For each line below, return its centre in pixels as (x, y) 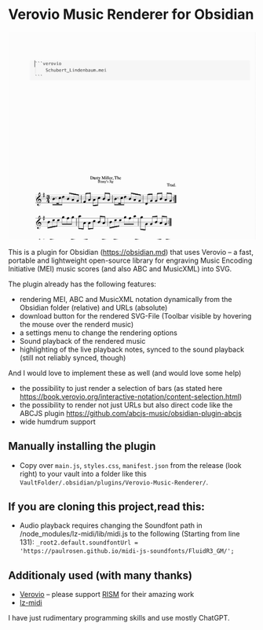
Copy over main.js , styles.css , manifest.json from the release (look (130, 465)
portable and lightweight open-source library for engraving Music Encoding (130, 260)
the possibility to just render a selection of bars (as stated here (121, 388)
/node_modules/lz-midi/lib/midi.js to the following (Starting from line (130, 534)
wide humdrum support (57, 422)
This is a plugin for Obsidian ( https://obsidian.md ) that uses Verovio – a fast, (131, 252)
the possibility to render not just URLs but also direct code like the (126, 405)
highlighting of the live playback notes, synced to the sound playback (132, 349)
